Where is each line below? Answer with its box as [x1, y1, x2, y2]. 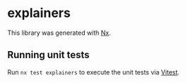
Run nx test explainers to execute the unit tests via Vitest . [7, 67, 180, 76]
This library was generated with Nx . [7, 28, 111, 37]
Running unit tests [7, 49, 90, 61]
